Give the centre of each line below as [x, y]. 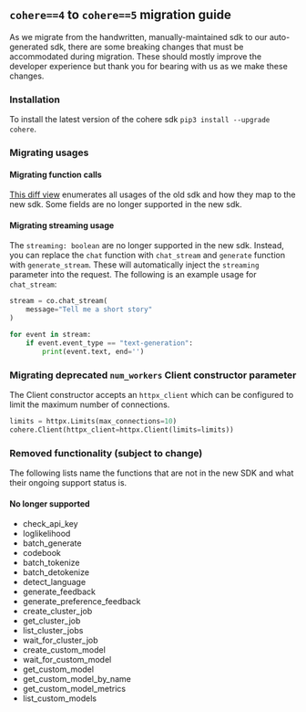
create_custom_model [64, 650]
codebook [41, 553]
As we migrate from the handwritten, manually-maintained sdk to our [138, 37]
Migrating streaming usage [62, 225]
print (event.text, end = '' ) [93, 351]
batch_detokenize [56, 572]
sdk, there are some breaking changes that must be [147, 47]
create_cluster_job [57, 612]
